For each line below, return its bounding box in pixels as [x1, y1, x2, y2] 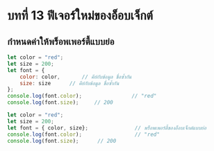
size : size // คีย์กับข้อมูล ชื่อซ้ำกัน [19, 80, 120, 87]
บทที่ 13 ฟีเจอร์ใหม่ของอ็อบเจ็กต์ [7, 8, 154, 24]
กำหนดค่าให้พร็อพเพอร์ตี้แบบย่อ [7, 35, 115, 47]
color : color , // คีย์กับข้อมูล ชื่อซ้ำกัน [19, 73, 132, 80]
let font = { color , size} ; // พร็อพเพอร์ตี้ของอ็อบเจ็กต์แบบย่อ [7, 124, 207, 132]
